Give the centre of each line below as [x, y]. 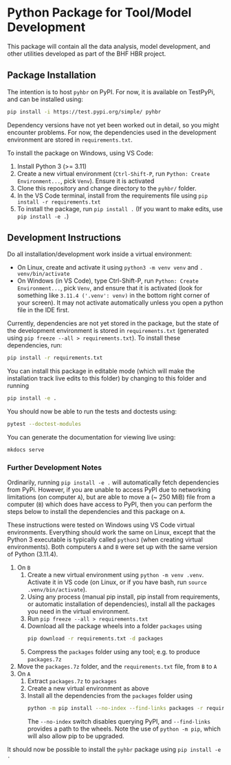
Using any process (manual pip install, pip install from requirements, [123, 597]
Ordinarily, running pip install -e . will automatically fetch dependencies [113, 482]
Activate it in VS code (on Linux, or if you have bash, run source [117, 582]
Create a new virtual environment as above [88, 689]
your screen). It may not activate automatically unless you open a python [120, 303]
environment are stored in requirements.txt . [70, 140]
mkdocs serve [26, 450]
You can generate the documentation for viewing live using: [91, 438]
